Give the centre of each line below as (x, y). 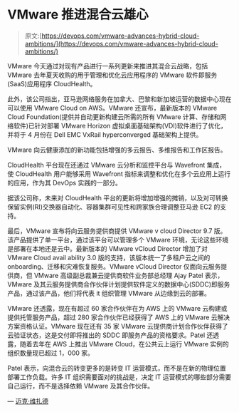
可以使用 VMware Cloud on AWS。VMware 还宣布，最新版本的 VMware (112, 108)
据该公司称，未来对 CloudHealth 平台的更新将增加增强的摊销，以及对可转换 (118, 197)
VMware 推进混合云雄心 (78, 15)
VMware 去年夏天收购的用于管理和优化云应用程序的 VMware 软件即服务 (112, 75)
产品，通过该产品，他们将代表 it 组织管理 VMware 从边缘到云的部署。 (109, 293)
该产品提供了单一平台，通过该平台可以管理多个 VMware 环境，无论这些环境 (118, 240)
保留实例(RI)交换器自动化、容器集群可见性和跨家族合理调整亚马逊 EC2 (110, 207)
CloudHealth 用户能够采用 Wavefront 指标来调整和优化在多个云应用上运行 (123, 174)
